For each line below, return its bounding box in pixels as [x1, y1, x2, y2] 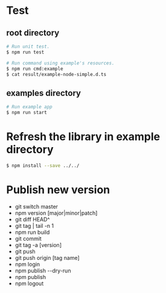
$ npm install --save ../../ [6, 162, 80, 169]
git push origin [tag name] [14, 254, 80, 261]
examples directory [6, 88, 81, 98]
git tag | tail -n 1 [14, 222, 54, 229]
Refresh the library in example [6, 130, 161, 143]
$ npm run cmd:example [6, 66, 63, 72]
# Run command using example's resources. [6, 60, 115, 66]
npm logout [14, 280, 44, 287]
